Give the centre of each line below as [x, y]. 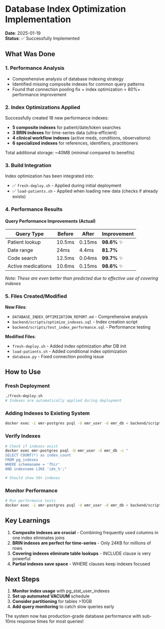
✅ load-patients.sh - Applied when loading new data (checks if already [85, 191]
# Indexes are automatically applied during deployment [63, 401]
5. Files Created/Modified [36, 296]
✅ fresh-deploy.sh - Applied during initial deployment [67, 186]
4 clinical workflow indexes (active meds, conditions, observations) [81, 138]
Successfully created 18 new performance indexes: [57, 118]
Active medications [30, 266]
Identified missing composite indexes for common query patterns [78, 84]
